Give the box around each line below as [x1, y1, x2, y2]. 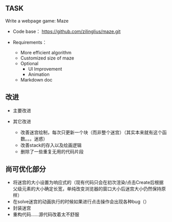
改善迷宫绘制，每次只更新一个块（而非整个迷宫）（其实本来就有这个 [20, 129, 163, 135]
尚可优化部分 [5, 165, 46, 174]
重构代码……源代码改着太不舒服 [12, 211, 80, 217]
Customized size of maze [20, 55, 74, 61]
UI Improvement [28, 66, 63, 72]
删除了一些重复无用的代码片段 [20, 148, 84, 154]
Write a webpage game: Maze [5, 17, 69, 24]
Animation [28, 71, 50, 77]
